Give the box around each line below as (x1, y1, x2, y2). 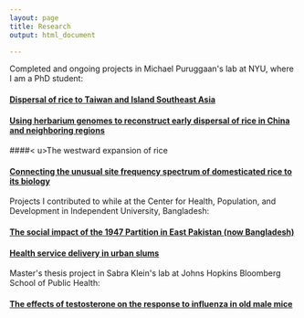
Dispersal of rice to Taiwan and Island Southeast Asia (9, 93, 216, 105)
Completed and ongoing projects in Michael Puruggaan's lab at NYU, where (9, 63, 294, 74)
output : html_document (9, 30, 96, 39)
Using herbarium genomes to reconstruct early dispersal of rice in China (9, 115, 290, 126)
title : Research (9, 22, 71, 31)
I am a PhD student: (9, 73, 84, 84)
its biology (9, 175, 50, 186)
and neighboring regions (9, 124, 105, 135)
